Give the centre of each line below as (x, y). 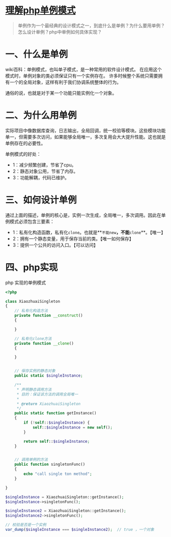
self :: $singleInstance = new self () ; (73, 427)
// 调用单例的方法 (31, 460)
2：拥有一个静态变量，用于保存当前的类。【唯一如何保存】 (73, 238)
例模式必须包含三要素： (30, 221)
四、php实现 (32, 267)
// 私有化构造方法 (31, 311)
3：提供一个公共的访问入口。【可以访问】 (55, 245)
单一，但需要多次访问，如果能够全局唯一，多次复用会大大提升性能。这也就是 (85, 137)
